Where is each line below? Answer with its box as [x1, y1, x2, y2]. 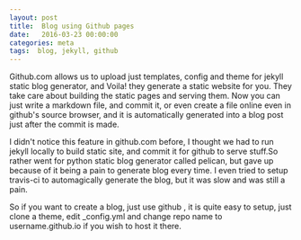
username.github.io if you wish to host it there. [9, 221, 182, 232]
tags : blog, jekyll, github [9, 47, 119, 56]
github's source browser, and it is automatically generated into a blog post [9, 110, 284, 120]
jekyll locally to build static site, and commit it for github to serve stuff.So [9, 146, 279, 157]
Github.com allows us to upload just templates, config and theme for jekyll [9, 71, 284, 82]
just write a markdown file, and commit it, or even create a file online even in [9, 100, 292, 111]
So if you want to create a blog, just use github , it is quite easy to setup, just [9, 201, 292, 212]
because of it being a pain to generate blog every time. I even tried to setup [9, 165, 288, 176]
